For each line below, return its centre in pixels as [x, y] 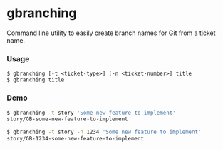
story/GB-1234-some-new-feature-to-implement [75, 139]
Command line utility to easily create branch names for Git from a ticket [111, 33]
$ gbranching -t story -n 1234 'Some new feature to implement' [104, 132]
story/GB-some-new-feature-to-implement [68, 119]
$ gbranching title [36, 80]
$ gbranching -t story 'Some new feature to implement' [91, 113]
